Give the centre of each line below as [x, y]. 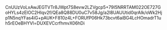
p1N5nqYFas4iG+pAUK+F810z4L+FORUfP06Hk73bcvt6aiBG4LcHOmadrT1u [83, 18]
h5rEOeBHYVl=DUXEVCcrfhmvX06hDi [45, 23]
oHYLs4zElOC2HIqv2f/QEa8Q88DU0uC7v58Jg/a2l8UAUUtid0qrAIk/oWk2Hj [84, 12]
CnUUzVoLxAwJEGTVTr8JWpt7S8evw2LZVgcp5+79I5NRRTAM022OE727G [83, 7]
